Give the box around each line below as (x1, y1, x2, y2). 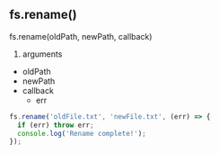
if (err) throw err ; (17, 121, 94, 130)
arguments (22, 49, 63, 59)
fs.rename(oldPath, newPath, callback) (9, 31, 153, 41)
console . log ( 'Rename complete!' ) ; (17, 129, 146, 138)
